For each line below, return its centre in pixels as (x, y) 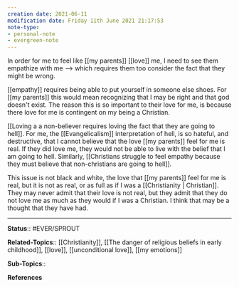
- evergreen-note (33, 41)
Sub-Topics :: (27, 263)
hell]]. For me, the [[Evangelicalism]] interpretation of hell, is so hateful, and (118, 134)
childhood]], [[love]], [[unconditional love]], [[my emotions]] (95, 250)
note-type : (23, 27)
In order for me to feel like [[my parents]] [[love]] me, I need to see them (113, 61)
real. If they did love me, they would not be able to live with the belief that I (116, 149)
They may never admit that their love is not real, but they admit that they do (117, 193)
